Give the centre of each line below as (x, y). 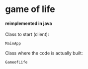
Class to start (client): (27, 34)
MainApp (13, 43)
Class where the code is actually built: (44, 53)
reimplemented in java (29, 23)
